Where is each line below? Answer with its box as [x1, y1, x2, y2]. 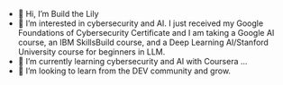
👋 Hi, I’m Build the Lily [17, 9, 99, 19]
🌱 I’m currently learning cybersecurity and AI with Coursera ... [17, 56, 248, 66]
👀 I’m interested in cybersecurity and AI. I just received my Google [17, 18, 264, 29]
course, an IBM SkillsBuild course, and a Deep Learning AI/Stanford [17, 37, 269, 47]
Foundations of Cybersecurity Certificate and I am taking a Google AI [17, 28, 275, 38]
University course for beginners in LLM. [17, 47, 166, 57]
